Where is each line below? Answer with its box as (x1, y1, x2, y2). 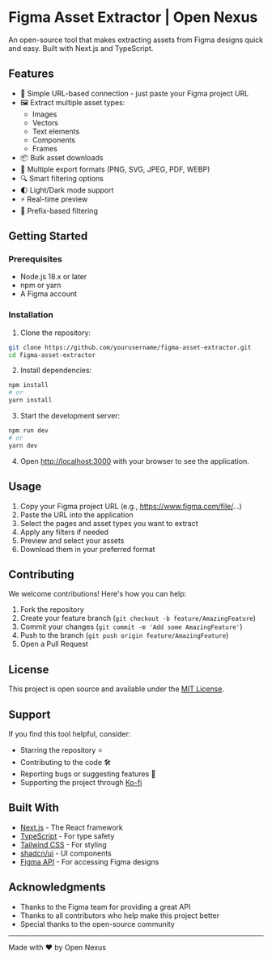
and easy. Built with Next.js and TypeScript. (8, 43, 154, 53)
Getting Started (8, 229, 88, 243)
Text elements (32, 126, 80, 136)
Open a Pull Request (19, 639, 89, 649)
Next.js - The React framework (19, 822, 123, 832)
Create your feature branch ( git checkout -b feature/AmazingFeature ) (19, 614, 257, 623)
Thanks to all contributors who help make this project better (19, 911, 220, 920)
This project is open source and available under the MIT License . (8, 684, 225, 694)
